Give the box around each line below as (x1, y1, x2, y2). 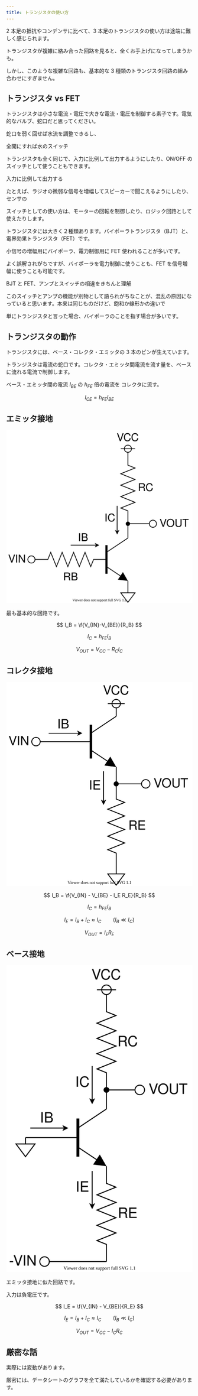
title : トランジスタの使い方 (6, 9, 69, 15)
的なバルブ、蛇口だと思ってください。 (6, 118, 99, 125)
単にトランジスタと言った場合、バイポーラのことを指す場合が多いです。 (6, 313, 182, 320)
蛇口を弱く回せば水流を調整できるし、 (6, 130, 99, 137)
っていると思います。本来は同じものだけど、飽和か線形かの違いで (6, 300, 165, 307)
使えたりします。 (6, 215, 47, 222)
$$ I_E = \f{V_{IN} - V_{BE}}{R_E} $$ (55, 1303, 144, 1310)
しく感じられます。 (6, 34, 53, 41)
